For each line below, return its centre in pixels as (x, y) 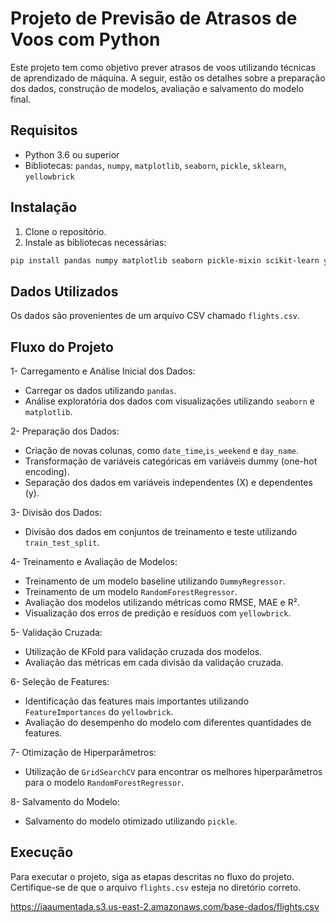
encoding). (47, 472)
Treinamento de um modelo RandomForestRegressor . (131, 592)
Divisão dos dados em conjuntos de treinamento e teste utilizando (161, 532)
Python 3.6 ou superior (72, 154)
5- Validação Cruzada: (56, 633)
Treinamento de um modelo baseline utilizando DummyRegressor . (155, 581)
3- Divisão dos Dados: (56, 513)
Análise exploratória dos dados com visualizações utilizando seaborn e (169, 401)
